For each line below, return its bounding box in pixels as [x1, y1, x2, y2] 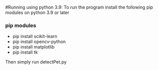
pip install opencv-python [12, 38, 66, 44]
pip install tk [12, 49, 38, 55]
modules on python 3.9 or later [5, 9, 70, 15]
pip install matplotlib [12, 44, 55, 50]
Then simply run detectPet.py [5, 59, 67, 65]
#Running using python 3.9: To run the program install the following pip [5, 4, 153, 10]
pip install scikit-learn [12, 33, 58, 39]
